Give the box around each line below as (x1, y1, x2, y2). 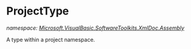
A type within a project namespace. (6, 36, 95, 43)
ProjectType (6, 4, 69, 18)
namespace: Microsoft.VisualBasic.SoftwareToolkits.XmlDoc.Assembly (6, 24, 184, 31)
